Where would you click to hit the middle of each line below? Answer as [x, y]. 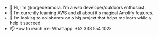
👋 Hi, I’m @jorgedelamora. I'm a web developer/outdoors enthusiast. [78, 8]
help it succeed [25, 23]
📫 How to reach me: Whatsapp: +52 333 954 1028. [61, 28]
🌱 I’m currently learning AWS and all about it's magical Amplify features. [81, 13]
